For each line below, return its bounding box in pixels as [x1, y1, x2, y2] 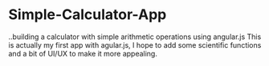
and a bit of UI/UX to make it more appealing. [8, 49, 158, 58]
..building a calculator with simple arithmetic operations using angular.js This [8, 32, 262, 41]
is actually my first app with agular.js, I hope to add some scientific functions [8, 40, 262, 49]
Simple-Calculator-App [8, 6, 167, 24]
